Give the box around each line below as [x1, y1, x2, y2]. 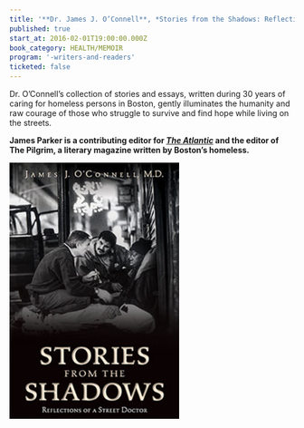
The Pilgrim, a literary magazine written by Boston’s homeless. [9, 145, 251, 155]
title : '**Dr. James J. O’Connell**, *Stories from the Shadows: [9, 15, 261, 24]
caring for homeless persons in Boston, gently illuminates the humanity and [9, 98, 291, 109]
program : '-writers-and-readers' [9, 53, 136, 63]
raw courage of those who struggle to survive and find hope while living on [9, 108, 290, 118]
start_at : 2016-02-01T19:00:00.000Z [9, 34, 147, 43]
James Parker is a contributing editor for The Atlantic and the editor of [9, 135, 280, 145]
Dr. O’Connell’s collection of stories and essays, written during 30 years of [9, 89, 286, 99]
